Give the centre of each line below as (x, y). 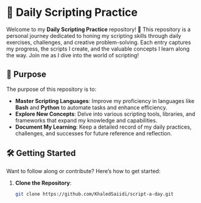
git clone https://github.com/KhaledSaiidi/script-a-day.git (94, 194)
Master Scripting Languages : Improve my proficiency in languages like (105, 101)
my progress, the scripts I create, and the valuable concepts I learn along (98, 49)
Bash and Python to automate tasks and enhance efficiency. (91, 107)
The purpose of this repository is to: (51, 89)
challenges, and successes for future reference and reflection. (93, 133)
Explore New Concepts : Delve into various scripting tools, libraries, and (105, 114)
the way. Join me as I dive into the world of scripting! (72, 55)
